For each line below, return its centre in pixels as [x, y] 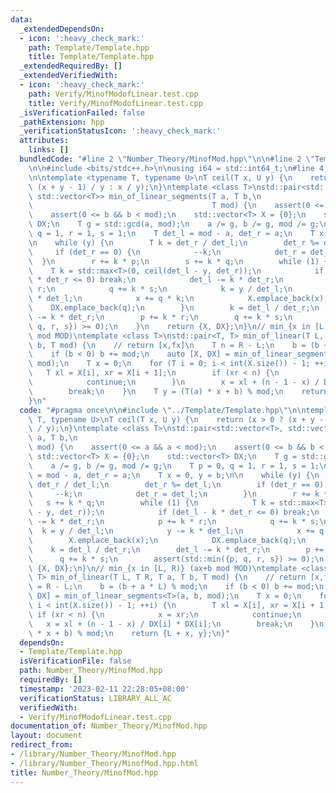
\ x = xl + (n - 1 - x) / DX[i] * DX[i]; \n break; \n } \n [176, 624]
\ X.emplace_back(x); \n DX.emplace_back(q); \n [167, 540]
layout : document [46, 736]
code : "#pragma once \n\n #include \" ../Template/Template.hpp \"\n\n [163, 410]
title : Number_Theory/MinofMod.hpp [84, 772]
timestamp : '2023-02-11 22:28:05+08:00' [104, 689]
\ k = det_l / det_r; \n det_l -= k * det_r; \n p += [176, 549]
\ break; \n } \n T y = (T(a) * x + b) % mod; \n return [178, 391]
